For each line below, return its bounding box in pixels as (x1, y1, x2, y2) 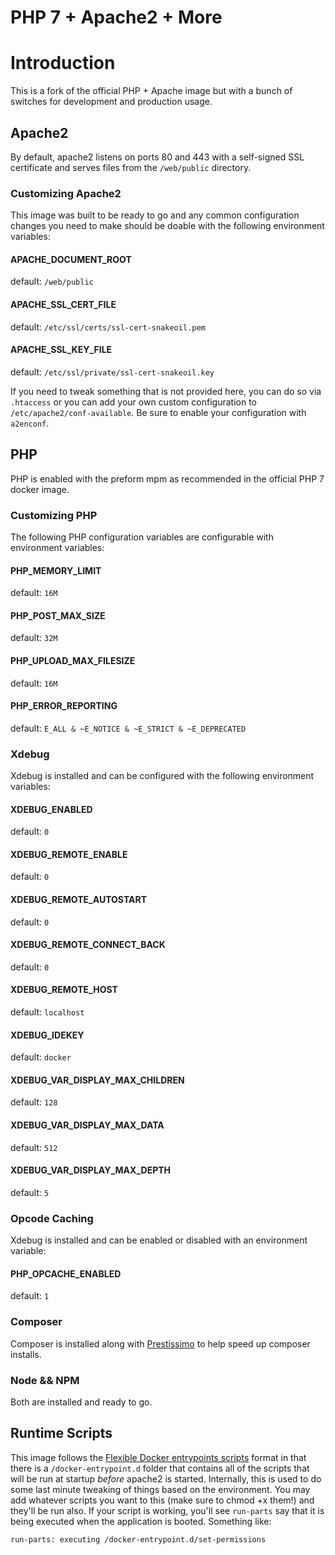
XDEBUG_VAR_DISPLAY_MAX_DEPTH (10, 1164, 172, 1176)
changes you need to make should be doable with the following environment (10, 220, 325, 232)
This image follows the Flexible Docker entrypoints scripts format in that (10, 1451, 307, 1463)
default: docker (10, 1051, 72, 1063)
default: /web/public (10, 276, 94, 288)
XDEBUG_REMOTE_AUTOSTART (10, 894, 147, 906)
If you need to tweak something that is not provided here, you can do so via (10, 385, 322, 397)
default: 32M (10, 632, 58, 644)
